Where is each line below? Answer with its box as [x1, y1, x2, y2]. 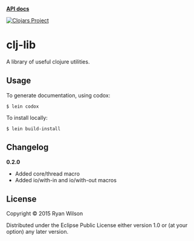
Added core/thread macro [15, 170, 80, 177]
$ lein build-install [6, 125, 61, 132]
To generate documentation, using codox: [6, 91, 111, 99]
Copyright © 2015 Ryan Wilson [6, 210, 83, 217]
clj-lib [6, 38, 36, 52]
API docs [6, 5, 30, 12]
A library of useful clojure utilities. [6, 58, 90, 65]
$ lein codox [6, 103, 39, 110]
